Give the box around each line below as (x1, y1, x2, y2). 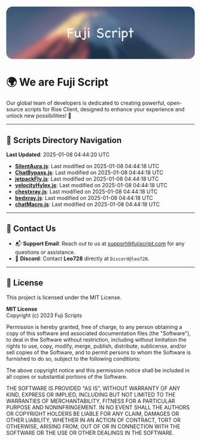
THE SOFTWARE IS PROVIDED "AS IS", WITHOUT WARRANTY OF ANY (6, 384, 181, 392)
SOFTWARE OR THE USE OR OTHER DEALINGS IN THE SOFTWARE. (6, 429, 174, 436)
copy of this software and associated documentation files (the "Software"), (6, 330, 191, 337)
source (6, 106, 24, 113)
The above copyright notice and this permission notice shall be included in (6, 366, 190, 374)
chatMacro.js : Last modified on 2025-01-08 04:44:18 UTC (14, 201, 160, 208)
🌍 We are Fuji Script (6, 75, 109, 89)
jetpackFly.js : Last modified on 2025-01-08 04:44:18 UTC (14, 175, 159, 183)
